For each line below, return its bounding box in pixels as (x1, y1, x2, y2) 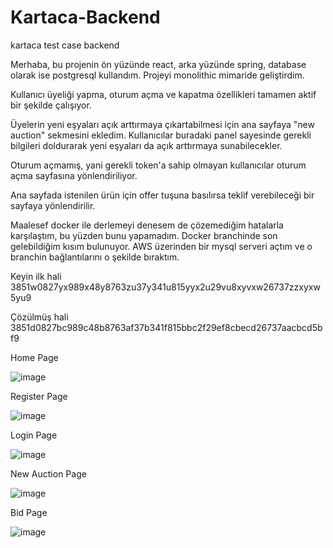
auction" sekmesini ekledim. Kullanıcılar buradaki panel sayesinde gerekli (10, 129, 312, 141)
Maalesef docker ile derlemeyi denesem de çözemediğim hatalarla (10, 219, 284, 231)
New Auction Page (10, 467, 87, 480)
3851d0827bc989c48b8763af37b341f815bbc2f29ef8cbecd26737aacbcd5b (10, 321, 323, 333)
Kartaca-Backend (10, 6, 161, 29)
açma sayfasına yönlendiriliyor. (10, 169, 138, 181)
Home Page (10, 351, 59, 363)
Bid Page (10, 506, 48, 518)
